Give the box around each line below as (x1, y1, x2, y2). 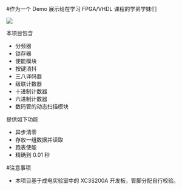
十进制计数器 (15, 88, 47, 95)
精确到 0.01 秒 (15, 151, 50, 159)
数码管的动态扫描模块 (15, 103, 69, 110)
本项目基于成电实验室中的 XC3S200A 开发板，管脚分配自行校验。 (15, 177, 179, 184)
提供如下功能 (6, 116, 38, 123)
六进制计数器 (15, 96, 47, 102)
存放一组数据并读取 (15, 136, 64, 143)
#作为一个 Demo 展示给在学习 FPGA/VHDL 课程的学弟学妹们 (6, 5, 157, 12)
